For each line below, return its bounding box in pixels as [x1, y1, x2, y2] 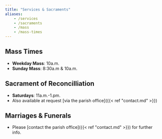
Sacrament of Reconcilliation [5, 79, 95, 88]
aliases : [5, 12, 23, 16]
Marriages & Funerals [5, 112, 72, 120]
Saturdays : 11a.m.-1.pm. [12, 93, 61, 98]
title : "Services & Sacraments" [5, 7, 71, 12]
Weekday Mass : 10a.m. [12, 60, 60, 66]
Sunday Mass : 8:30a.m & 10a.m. [12, 65, 78, 71]
